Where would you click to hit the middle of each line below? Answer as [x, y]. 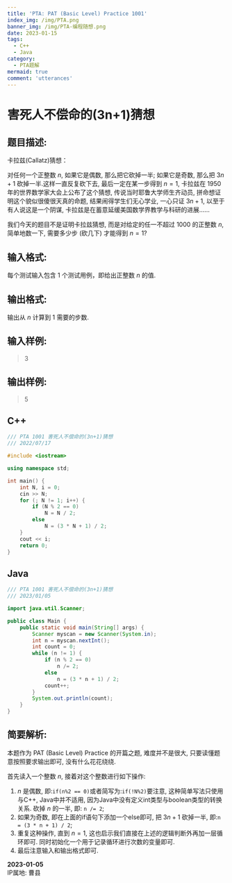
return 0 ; [34, 546]
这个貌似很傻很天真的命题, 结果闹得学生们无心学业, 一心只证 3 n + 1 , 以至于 [119, 201]
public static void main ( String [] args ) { [82, 628]
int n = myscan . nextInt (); [71, 640]
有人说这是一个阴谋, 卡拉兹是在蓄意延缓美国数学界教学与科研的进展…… [109, 210]
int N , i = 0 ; [40, 487]
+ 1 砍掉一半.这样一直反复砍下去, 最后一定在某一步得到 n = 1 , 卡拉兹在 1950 [114, 184]
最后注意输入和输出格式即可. [58, 850]
